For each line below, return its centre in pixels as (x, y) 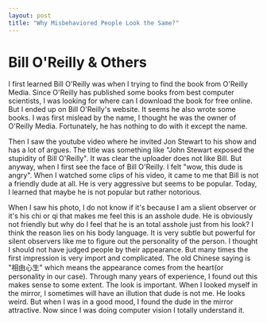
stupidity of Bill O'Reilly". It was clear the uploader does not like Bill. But (125, 159)
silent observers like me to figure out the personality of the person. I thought (133, 241)
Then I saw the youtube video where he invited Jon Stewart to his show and (132, 142)
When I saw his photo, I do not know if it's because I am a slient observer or (132, 208)
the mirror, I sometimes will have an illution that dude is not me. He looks (127, 294)
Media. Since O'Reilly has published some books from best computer (121, 93)
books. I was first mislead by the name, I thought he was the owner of (122, 118)
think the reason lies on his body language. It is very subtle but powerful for (132, 233)
